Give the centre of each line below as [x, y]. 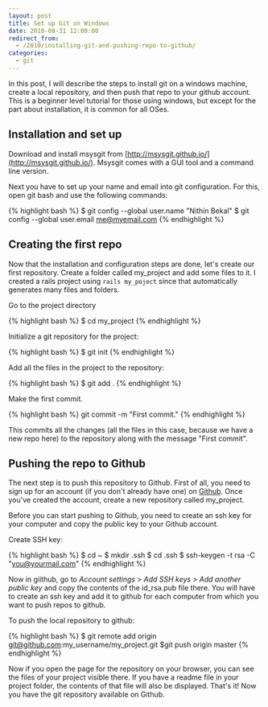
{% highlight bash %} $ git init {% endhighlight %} [92, 351]
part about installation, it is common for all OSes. [89, 109]
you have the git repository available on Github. [87, 695]
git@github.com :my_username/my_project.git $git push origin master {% [129, 645]
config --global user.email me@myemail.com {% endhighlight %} [116, 219]
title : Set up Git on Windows [59, 23]
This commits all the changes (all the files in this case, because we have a [131, 430]
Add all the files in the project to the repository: [87, 368]
